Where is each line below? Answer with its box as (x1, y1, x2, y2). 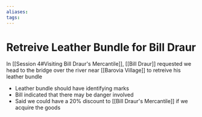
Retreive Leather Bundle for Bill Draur (6, 40, 197, 54)
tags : (6, 14, 20, 21)
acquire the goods (14, 104, 61, 112)
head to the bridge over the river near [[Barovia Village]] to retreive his (6, 67, 181, 74)
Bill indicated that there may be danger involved (14, 91, 134, 98)
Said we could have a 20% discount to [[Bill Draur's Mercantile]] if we (14, 98, 188, 105)
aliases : (6, 8, 28, 15)
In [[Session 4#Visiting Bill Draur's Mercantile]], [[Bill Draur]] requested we (6, 60, 192, 68)
